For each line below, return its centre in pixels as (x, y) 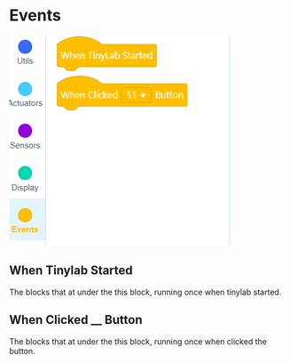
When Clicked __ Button (76, 320)
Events (35, 16)
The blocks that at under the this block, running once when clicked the (138, 341)
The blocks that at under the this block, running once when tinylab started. (145, 292)
